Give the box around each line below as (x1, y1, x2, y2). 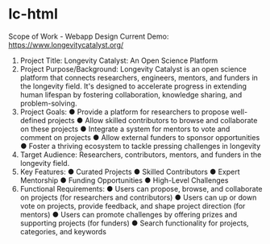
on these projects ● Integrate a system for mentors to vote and (19, 124, 231, 134)
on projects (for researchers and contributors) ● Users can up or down (19, 192, 257, 202)
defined (19, 115, 47, 125)
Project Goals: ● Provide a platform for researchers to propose (19, 106, 230, 117)
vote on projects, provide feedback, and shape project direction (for (19, 201, 246, 210)
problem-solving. (19, 98, 78, 108)
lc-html (8, 5, 58, 23)
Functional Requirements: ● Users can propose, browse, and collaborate (19, 184, 263, 193)
